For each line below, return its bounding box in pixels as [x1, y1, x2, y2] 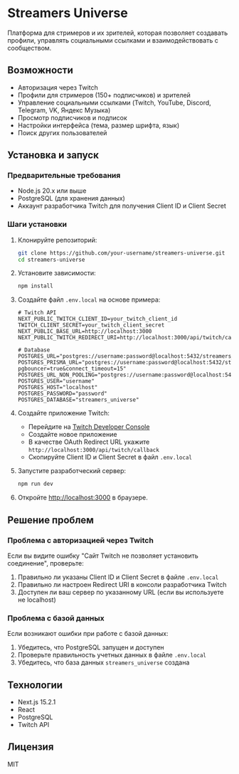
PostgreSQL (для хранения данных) [17, 194, 126, 203]
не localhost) [17, 595, 57, 604]
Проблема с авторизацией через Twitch [7, 535, 154, 545]
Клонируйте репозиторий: [17, 235, 97, 244]
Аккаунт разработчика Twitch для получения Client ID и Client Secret [17, 201, 226, 211]
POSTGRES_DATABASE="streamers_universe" [17, 396, 139, 403]
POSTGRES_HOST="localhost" [17, 384, 98, 391]
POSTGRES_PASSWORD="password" [17, 390, 108, 398]
